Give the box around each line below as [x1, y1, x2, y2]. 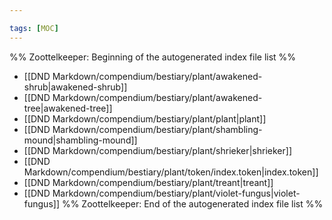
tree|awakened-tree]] [23, 102, 113, 114]
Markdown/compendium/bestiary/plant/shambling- [52, 123, 263, 135]
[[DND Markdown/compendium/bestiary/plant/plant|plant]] [23, 112, 267, 125]
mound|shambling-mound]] [23, 134, 138, 146]
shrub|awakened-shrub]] [23, 81, 128, 93]
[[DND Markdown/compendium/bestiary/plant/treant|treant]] [23, 176, 274, 188]
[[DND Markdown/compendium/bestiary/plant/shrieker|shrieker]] [23, 144, 292, 156]
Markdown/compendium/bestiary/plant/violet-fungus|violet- [52, 187, 301, 199]
